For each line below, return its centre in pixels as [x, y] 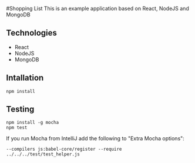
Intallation [25, 78]
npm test [17, 128]
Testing [20, 110]
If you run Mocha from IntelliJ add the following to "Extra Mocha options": [95, 138]
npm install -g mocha [33, 123]
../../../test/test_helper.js [43, 154]
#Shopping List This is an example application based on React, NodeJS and [97, 8]
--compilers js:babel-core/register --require [64, 149]
